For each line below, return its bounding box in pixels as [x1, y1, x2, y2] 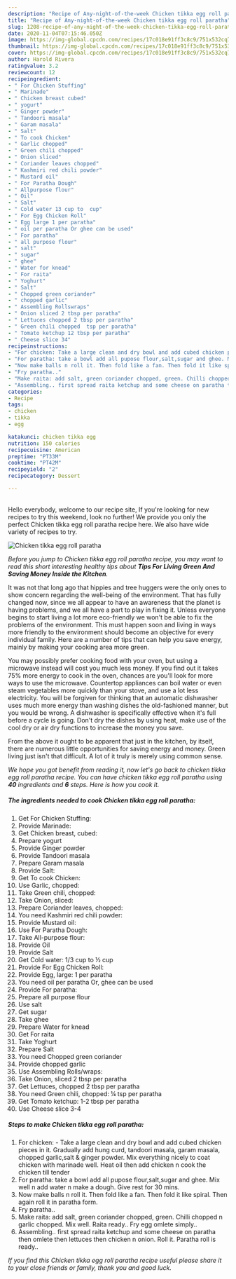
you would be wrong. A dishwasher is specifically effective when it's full [8, 709, 216, 717]
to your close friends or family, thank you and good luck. [8, 1263, 172, 1272]
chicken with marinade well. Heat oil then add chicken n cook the [18, 1161, 207, 1169]
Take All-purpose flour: [18, 933, 85, 941]
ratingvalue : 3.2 [8, 62, 59, 69]
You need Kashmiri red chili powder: [18, 910, 123, 919]
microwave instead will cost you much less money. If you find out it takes [8, 664, 218, 672]
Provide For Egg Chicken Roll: [18, 963, 104, 971]
